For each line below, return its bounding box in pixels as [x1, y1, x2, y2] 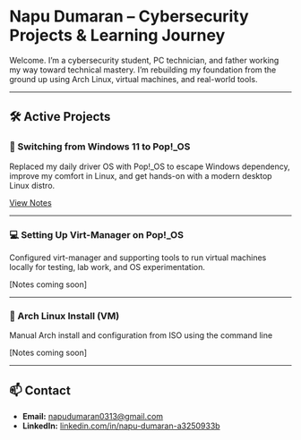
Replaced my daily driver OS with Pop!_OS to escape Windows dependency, [9, 161, 291, 172]
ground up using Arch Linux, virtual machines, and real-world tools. [9, 73, 258, 84]
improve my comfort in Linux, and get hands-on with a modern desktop [9, 170, 272, 181]
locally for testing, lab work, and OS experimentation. [9, 261, 206, 272]
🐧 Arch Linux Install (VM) [9, 309, 120, 322]
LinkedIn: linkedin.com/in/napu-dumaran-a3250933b [21, 420, 221, 431]
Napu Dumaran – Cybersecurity [9, 6, 249, 27]
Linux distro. [9, 180, 56, 190]
